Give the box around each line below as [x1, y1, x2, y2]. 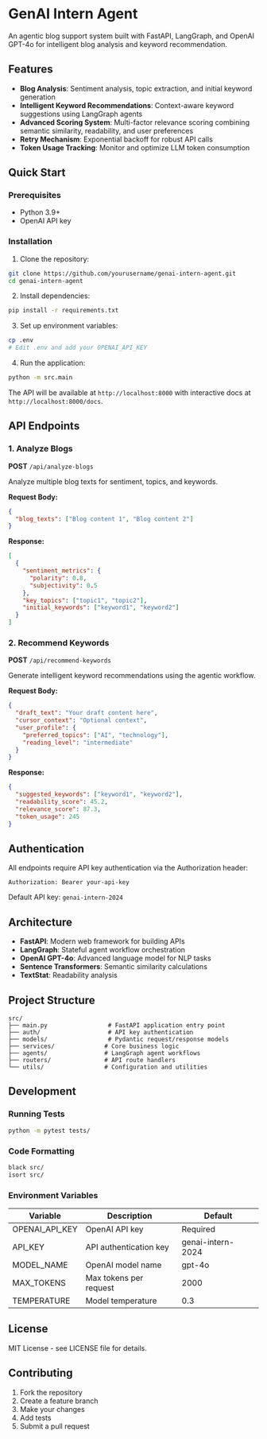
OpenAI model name [85, 1259, 162, 1270]
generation [19, 92, 56, 102]
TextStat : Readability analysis [19, 971, 118, 980]
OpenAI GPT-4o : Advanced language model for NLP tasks [19, 953, 212, 963]
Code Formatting [8, 1146, 75, 1157]
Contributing [8, 1367, 73, 1380]
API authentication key [85, 1241, 169, 1252]
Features [8, 63, 53, 76]
